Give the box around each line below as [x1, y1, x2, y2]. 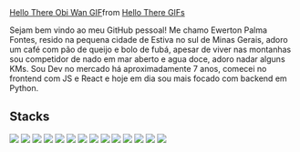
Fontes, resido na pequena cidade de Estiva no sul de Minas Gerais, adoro [9, 35, 289, 45]
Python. [9, 83, 39, 93]
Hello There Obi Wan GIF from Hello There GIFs [9, 7, 185, 17]
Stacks [9, 109, 50, 125]
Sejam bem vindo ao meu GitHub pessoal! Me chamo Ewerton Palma [9, 25, 267, 35]
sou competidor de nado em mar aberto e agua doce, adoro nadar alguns [9, 54, 285, 65]
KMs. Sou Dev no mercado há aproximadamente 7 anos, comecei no [9, 64, 267, 74]
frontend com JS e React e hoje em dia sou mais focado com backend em [9, 73, 287, 84]
